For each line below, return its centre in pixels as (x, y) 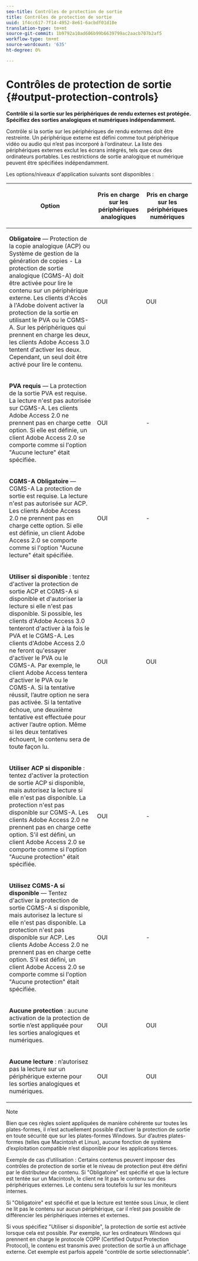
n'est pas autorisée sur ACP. (48, 503)
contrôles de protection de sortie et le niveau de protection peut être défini (97, 1166)
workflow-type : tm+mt (33, 39)
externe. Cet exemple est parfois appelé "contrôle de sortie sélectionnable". (98, 1252)
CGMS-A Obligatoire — (43, 481)
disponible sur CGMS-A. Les (49, 812)
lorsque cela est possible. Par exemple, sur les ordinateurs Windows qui (93, 1233)
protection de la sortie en (44, 312)
